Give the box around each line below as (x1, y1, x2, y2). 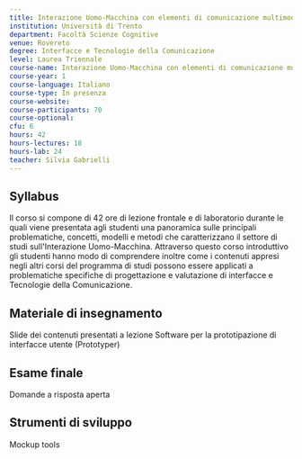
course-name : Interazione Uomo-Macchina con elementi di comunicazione (9, 64, 283, 73)
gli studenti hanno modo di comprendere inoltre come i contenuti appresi (9, 251, 280, 262)
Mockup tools (9, 438, 60, 450)
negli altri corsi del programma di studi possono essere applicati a (9, 260, 253, 271)
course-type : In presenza (9, 88, 106, 97)
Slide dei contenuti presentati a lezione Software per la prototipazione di (9, 329, 277, 340)
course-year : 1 (9, 72, 67, 81)
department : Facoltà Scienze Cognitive (9, 30, 159, 39)
